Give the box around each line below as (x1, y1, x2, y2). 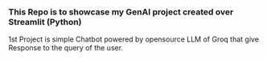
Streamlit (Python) (8, 16, 82, 27)
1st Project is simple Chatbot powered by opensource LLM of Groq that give (8, 34, 260, 44)
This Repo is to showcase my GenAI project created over (8, 6, 234, 18)
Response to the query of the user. (8, 43, 123, 53)
